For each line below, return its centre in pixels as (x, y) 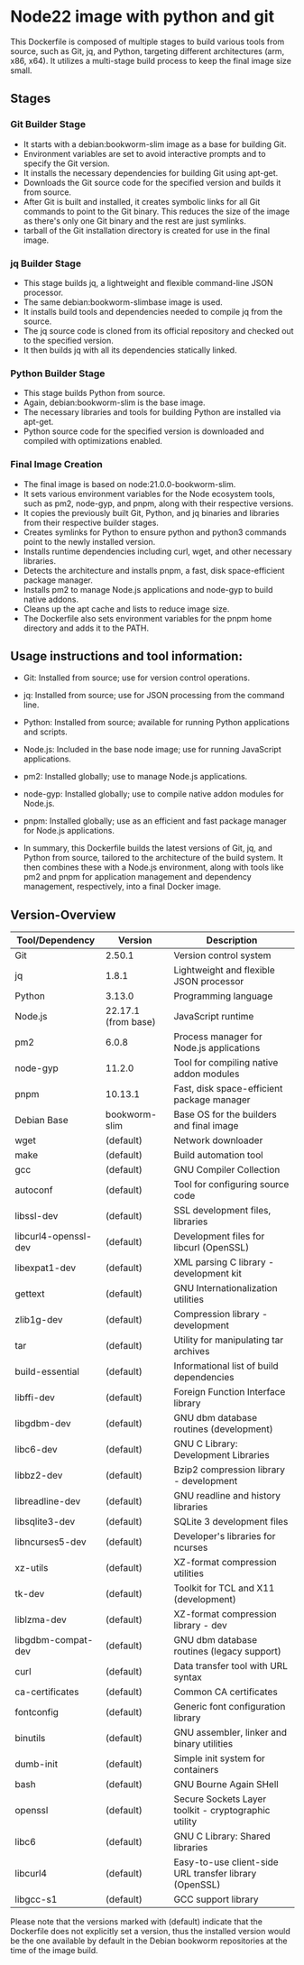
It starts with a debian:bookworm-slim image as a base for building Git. (155, 144)
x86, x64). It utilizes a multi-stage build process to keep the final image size (151, 60)
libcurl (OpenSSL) (212, 1248)
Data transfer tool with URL (230, 1666)
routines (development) (223, 1429)
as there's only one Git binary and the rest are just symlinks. (134, 221)
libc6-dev (36, 1450)
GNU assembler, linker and (230, 1732)
